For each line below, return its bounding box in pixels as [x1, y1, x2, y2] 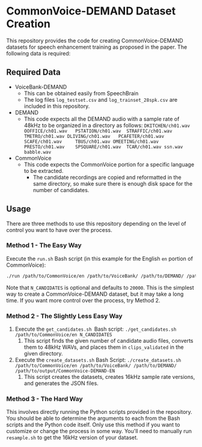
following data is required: [6, 49, 71, 57]
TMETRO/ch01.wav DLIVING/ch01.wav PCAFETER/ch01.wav [23, 133, 164, 139]
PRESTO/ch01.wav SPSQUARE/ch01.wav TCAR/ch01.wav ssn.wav [23, 143, 183, 150]
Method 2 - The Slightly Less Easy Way [6, 311, 123, 320]
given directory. [23, 350, 63, 357]
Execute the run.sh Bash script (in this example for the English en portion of [6, 255, 194, 262]
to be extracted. [23, 167, 64, 174]
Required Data [6, 67, 61, 78]
